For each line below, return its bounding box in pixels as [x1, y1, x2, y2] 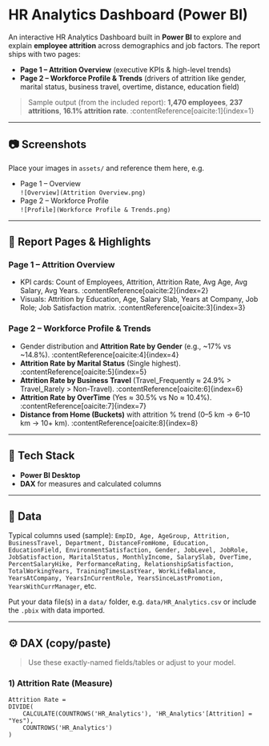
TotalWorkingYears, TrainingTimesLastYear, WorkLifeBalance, [8, 568, 217, 576]
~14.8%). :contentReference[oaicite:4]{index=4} [19, 349, 179, 359]
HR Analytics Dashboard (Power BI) [8, 6, 248, 24]
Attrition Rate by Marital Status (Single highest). [19, 358, 182, 368]
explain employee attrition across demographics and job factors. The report [8, 40, 260, 50]
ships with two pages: [8, 49, 81, 59]
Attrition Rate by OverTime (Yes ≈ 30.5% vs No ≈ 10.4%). [19, 392, 212, 402]
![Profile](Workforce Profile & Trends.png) [19, 206, 171, 214]
